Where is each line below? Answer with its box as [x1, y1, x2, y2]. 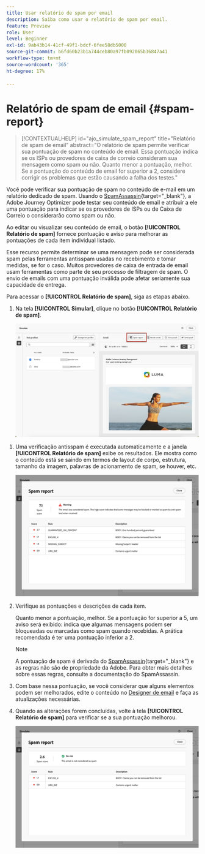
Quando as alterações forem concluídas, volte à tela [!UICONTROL [15, 707, 184, 714]
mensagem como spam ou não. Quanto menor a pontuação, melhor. [21, 161, 193, 168]
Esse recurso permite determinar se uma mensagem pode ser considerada [6, 249, 195, 256]
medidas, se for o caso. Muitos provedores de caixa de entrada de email [6, 262, 189, 269]
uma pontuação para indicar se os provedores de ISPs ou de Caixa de [6, 205, 182, 213]
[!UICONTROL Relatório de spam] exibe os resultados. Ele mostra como [15, 449, 197, 456]
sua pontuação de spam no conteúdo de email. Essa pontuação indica [21, 148, 198, 156]
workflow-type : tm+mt [6, 55, 62, 61]
